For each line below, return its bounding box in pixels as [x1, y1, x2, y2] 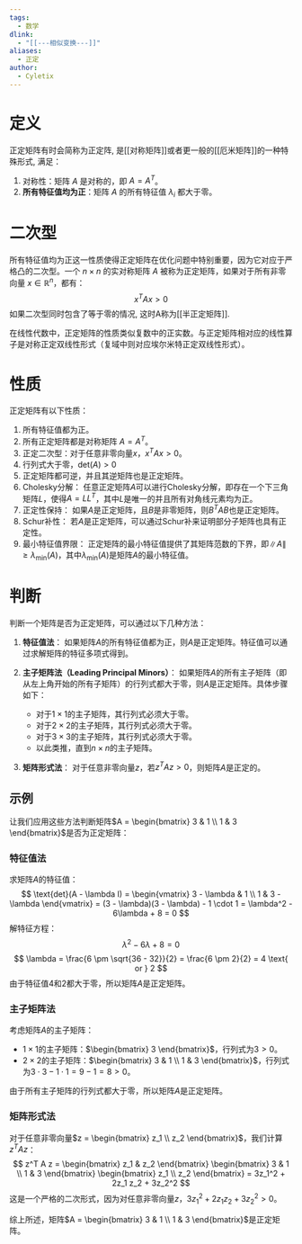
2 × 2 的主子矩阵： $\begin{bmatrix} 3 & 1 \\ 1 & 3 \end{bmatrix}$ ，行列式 [22, 1055, 290, 1066]
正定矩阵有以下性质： [9, 406, 88, 416]
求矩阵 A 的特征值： [9, 874, 78, 885]
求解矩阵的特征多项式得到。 [30, 648, 133, 658]
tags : [9, 13, 30, 22]
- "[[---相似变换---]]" [17, 38, 102, 48]
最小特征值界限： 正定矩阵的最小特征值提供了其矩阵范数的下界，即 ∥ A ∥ [22, 538, 287, 549]
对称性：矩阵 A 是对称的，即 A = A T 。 [22, 174, 164, 186]
